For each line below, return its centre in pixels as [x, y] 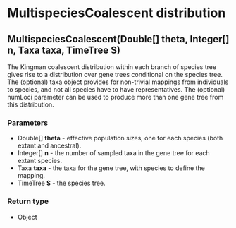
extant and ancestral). [49, 145]
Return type [28, 201]
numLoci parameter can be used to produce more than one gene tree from [116, 97]
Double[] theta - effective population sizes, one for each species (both [120, 138]
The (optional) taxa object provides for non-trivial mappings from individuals [118, 82]
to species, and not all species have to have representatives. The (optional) [116, 89]
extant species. [39, 161]
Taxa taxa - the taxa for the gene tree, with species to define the [111, 168]
